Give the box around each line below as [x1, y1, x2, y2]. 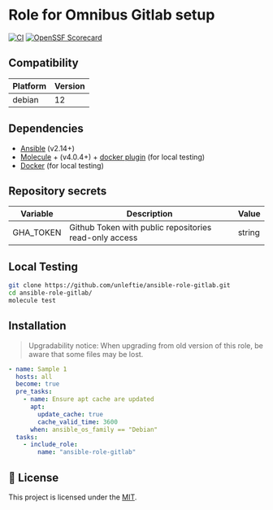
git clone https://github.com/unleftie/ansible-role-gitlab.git [8, 281, 231, 290]
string [237, 227, 260, 238]
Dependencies [8, 122, 84, 136]
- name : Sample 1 [8, 364, 67, 373]
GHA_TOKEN [12, 227, 62, 238]
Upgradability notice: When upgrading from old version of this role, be [28, 340, 264, 351]
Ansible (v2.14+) [19, 143, 76, 153]
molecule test [8, 296, 57, 304]
